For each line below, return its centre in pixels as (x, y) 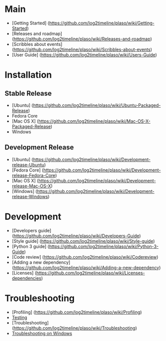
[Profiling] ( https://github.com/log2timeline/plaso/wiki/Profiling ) (77, 312)
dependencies (27, 278)
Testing (20, 317)
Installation (28, 75)
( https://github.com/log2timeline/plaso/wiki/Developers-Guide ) (76, 236)
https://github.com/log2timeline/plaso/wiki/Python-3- (104, 246)
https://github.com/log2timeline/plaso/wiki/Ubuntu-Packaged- (97, 105)
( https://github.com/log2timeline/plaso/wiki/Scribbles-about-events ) (82, 49)
